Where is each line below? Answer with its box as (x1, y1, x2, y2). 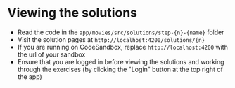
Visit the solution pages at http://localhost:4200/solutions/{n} (17, 35, 205, 43)
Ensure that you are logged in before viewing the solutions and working (17, 57, 224, 66)
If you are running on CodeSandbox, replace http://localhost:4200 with (17, 43, 229, 51)
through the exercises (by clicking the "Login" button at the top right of (17, 65, 224, 73)
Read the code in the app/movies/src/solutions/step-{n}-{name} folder (17, 28, 224, 36)
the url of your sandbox (17, 50, 86, 59)
